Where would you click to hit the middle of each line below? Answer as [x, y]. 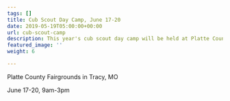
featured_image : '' [35, 45]
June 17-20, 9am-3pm [38, 90]
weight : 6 [21, 52]
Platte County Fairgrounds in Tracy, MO [63, 76]
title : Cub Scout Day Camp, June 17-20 [64, 20]
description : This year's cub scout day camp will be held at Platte [108, 39]
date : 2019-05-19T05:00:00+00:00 [55, 26]
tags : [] [20, 13]
